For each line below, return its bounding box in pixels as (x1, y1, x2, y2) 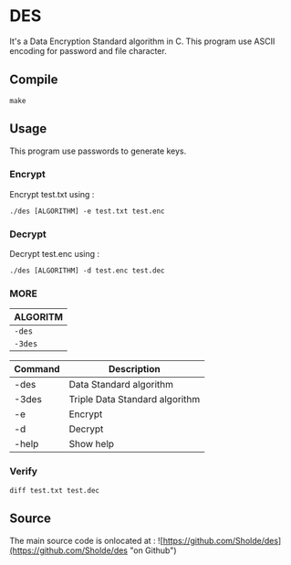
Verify (9, 465, 38, 478)
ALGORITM (14, 311, 64, 324)
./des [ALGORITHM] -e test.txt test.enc (9, 207, 166, 216)
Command (14, 363, 61, 376)
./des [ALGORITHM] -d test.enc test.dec (9, 266, 166, 275)
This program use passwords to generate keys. (9, 145, 187, 156)
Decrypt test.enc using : (9, 249, 100, 260)
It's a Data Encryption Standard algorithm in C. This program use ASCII (9, 36, 275, 47)
